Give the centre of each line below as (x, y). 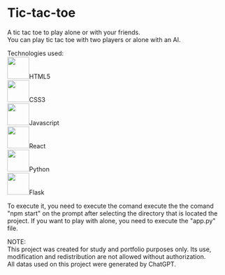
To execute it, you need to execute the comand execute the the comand (111, 206)
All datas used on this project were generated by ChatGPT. (92, 264)
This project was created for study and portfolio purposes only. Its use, (109, 249)
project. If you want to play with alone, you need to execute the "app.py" (111, 220)
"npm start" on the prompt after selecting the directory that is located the (112, 213)
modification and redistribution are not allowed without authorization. (107, 256)
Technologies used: (36, 53)
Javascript (44, 122)
